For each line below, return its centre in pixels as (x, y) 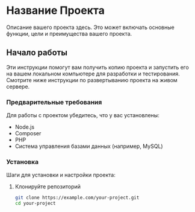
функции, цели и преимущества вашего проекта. (69, 33)
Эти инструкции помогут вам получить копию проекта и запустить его (98, 67)
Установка (23, 162)
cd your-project (35, 204)
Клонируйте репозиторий (48, 187)
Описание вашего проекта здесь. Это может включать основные (90, 27)
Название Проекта (56, 11)
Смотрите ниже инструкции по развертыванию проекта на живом (92, 80)
